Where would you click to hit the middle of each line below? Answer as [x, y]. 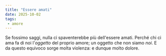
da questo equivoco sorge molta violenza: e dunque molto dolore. [72, 48]
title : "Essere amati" [28, 10]
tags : [11, 19]
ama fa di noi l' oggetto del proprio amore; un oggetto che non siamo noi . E [81, 43]
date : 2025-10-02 [23, 14]
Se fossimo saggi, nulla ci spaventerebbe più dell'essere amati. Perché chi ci [83, 38]
